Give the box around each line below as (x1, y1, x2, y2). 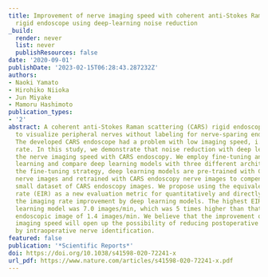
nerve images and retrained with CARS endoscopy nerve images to (15, 175, 238, 184)
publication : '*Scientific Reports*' (8, 242, 134, 250)
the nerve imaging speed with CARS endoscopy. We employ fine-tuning (15, 152, 251, 160)
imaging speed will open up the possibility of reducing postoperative (15, 220, 259, 228)
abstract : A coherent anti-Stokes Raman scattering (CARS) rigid (8, 123, 230, 131)
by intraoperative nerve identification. (15, 227, 156, 235)
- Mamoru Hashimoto (8, 101, 73, 109)
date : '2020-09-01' (8, 57, 73, 65)
